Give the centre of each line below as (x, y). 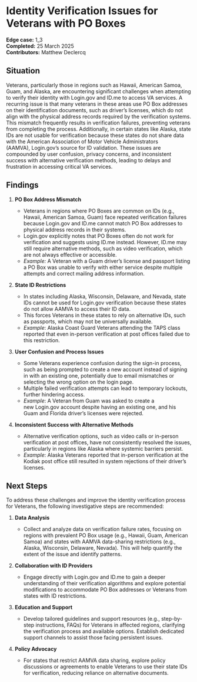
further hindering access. (54, 394)
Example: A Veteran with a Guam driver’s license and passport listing (107, 261)
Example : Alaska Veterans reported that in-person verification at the (106, 455)
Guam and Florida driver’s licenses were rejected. (84, 413)
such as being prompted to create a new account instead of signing (105, 369)
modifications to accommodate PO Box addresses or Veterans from (105, 590)
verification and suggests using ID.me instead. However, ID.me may (105, 242)
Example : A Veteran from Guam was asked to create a (89, 401)
